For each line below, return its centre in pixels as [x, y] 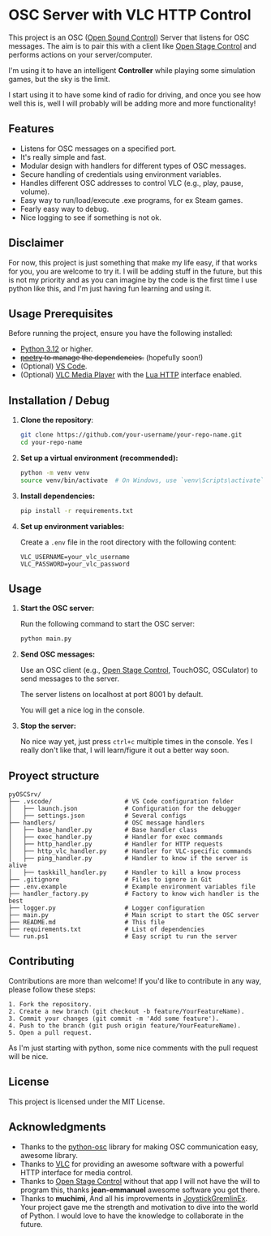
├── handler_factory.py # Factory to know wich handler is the [134, 894]
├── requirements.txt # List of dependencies [107, 930]
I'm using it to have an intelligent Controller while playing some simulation [132, 70]
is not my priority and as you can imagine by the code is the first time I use [133, 280]
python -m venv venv [55, 472]
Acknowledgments [58, 1127]
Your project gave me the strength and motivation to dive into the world [139, 1207]
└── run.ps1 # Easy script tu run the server [123, 937]
